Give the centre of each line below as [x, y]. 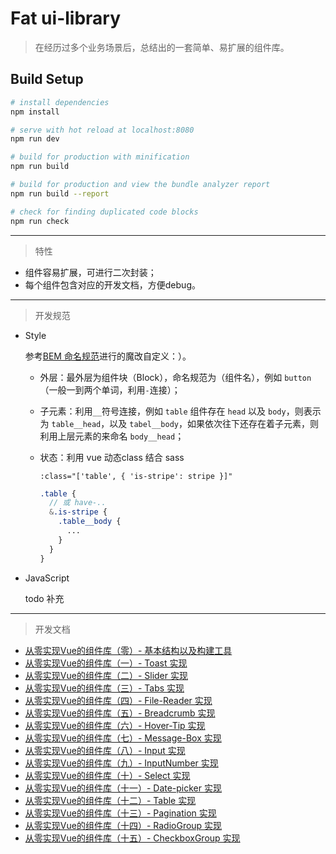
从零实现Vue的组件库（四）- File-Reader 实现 [118, 700]
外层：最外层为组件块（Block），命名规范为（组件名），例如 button [175, 377]
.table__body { [90, 522]
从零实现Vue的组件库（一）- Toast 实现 [106, 663]
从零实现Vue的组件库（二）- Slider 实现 [106, 675]
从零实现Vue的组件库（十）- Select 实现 [107, 775]
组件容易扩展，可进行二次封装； [90, 272]
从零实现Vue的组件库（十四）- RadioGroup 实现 [123, 825]
